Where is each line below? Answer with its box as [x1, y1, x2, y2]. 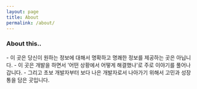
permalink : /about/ [6, 20, 55, 26]
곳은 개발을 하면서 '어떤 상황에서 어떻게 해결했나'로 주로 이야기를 [24, 61, 175, 69]
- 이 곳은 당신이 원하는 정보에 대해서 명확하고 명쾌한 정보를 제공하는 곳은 [6, 54, 175, 61]
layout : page [6, 8, 39, 15]
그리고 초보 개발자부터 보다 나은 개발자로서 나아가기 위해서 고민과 [27, 69, 180, 76]
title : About [6, 14, 39, 20]
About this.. [6, 39, 42, 48]
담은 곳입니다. [17, 76, 50, 84]
